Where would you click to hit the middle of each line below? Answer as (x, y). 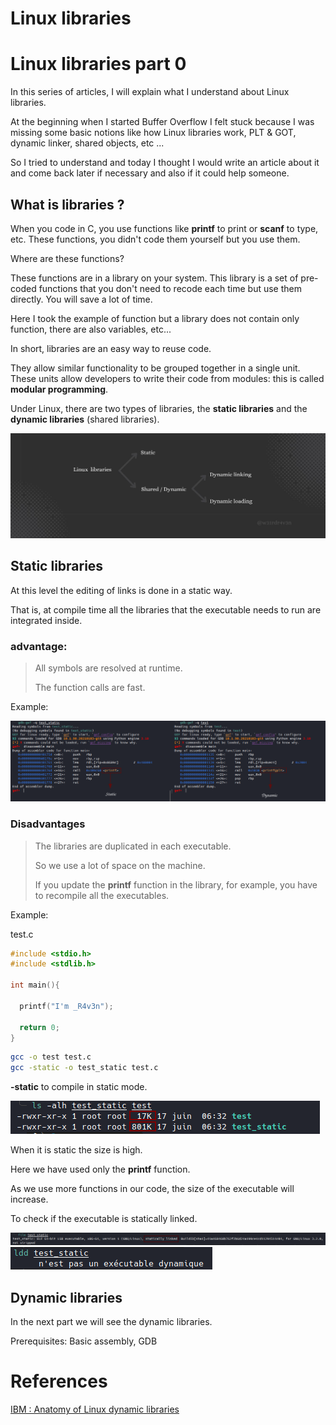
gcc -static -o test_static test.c (84, 1068)
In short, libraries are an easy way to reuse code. (111, 348)
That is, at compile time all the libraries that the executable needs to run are (166, 609)
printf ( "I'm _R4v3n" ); (66, 1006)
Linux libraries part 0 (98, 64)
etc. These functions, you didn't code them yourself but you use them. (155, 239)
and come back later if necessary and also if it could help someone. (150, 173)
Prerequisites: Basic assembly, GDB (84, 1341)
